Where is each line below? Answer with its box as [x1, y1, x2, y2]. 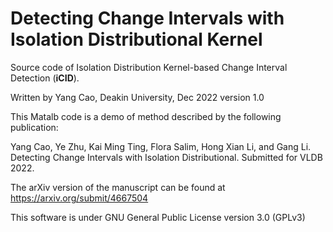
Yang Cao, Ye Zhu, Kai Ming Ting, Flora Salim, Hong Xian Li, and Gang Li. [10, 140, 312, 152]
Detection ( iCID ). [10, 72, 80, 84]
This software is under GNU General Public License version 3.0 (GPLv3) [10, 211, 306, 223]
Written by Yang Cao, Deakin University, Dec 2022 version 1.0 [10, 91, 265, 103]
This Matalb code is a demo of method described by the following [10, 110, 282, 122]
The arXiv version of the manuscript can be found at [10, 181, 226, 193]
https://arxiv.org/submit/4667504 [10, 192, 149, 204]
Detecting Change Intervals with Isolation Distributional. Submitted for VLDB [10, 151, 323, 163]
